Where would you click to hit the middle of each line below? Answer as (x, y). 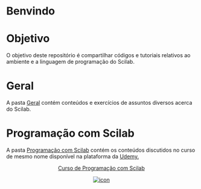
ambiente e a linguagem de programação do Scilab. (70, 62)
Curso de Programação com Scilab (101, 168)
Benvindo (31, 11)
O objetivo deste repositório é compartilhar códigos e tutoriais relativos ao (98, 55)
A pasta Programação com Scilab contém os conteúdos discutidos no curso (101, 150)
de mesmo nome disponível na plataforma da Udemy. (73, 156)
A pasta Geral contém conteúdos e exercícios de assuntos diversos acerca (99, 103)
